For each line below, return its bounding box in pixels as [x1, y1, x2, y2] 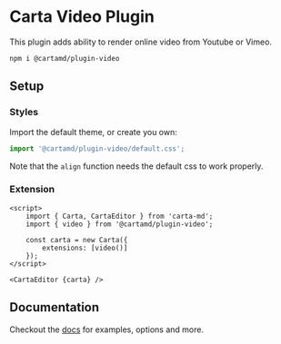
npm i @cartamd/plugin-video [9, 54, 120, 63]
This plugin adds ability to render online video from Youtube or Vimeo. [9, 36, 273, 47]
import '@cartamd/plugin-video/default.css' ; [9, 143, 185, 153]
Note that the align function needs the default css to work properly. [9, 161, 264, 172]
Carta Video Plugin [9, 6, 155, 27]
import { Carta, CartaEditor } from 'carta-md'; [25, 211, 214, 221]
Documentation [9, 300, 100, 315]
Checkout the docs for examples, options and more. [9, 324, 205, 335]
